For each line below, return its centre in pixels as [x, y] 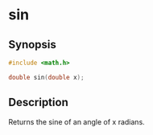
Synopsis [32, 45]
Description [38, 102]
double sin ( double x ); [46, 77]
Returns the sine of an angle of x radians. [76, 121]
